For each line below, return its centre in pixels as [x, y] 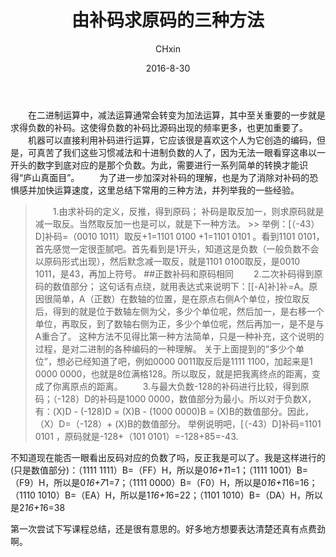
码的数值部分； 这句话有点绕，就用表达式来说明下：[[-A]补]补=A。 [172, 286]
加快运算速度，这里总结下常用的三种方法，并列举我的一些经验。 [168, 190]
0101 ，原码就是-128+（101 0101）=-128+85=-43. [136, 436]
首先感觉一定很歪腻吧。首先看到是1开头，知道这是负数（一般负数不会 [177, 248]
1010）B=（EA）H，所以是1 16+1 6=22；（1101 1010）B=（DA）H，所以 [180, 495]
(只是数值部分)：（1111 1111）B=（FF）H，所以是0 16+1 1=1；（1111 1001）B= [159, 470]
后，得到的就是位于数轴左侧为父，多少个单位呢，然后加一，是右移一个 [179, 311]
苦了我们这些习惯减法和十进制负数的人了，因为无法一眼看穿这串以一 [185, 152]
